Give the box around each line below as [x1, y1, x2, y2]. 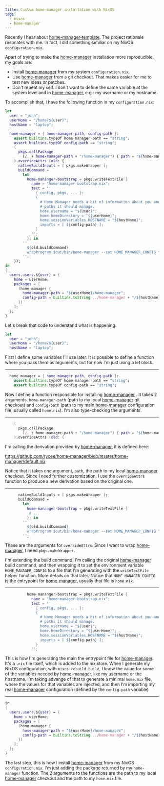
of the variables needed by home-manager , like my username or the [5, 671, 142, 677]
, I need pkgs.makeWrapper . [22, 547, 75, 553]
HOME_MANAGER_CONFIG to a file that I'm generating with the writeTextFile [5, 567, 149, 573]
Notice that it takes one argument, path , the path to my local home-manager [5, 468, 158, 474]
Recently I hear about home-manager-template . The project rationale [5, 34, 144, 40]
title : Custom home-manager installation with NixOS [5, 7, 115, 12]
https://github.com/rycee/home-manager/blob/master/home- [5, 453, 128, 459]
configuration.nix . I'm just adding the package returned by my [5, 765, 133, 771]
